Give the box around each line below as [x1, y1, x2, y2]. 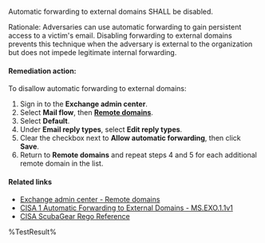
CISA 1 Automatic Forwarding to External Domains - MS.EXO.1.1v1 [19, 203, 233, 213]
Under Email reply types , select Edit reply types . [19, 125, 183, 134]
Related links [8, 177, 53, 186]
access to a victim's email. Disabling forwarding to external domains [8, 31, 233, 40]
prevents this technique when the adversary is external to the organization [8, 39, 253, 49]
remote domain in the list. [19, 159, 104, 169]
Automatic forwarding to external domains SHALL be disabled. [8, 7, 214, 16]
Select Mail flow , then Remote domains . [19, 108, 154, 118]
